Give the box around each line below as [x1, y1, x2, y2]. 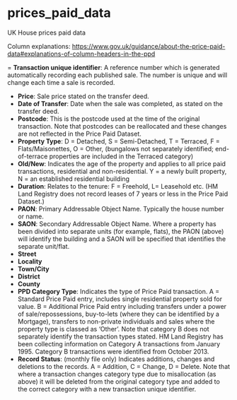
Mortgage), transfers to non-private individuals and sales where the [17, 317, 215, 326]
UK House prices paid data [7, 28, 86, 37]
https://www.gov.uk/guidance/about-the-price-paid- [71, 42, 226, 50]
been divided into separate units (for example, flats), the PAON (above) [17, 227, 224, 235]
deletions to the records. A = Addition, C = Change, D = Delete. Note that [17, 362, 231, 370]
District [17, 272, 40, 281]
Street [17, 249, 37, 258]
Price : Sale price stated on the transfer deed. [17, 92, 150, 100]
